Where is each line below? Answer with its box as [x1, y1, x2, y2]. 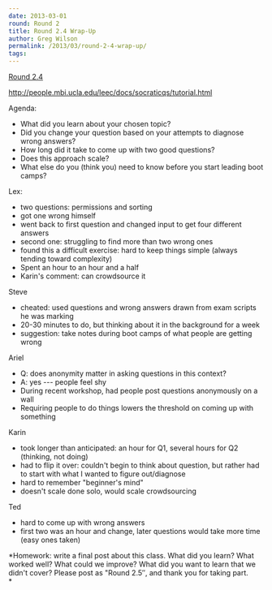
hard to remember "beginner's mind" [19, 478, 144, 487]
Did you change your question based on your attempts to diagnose [19, 127, 244, 137]
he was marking [19, 312, 75, 321]
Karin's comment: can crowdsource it [19, 271, 146, 281]
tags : [8, 50, 27, 58]
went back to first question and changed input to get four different [19, 220, 242, 229]
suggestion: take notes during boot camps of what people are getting [19, 329, 253, 338]
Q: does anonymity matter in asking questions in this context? [19, 368, 227, 378]
